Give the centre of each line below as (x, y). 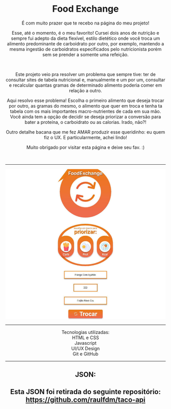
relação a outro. (85, 90)
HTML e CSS (85, 338)
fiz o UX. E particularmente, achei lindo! (85, 137)
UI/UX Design (85, 348)
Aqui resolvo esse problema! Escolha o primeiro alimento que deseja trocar (85, 100)
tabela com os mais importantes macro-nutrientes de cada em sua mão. (85, 111)
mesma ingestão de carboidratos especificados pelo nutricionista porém (85, 49)
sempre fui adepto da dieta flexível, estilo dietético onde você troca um (85, 38)
